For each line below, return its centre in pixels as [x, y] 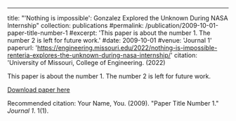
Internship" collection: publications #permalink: [76, 26]
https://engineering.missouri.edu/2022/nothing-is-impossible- [127, 48]
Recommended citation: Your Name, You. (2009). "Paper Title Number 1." [113, 103]
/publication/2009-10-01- [182, 26]
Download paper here [39, 90]
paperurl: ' [22, 48]
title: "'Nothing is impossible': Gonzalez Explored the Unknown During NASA [118, 18]
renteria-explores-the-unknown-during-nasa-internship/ [89, 55]
